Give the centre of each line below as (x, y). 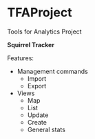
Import (37, 78)
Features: (21, 58)
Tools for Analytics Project (44, 31)
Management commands (52, 71)
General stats (46, 129)
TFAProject (40, 13)
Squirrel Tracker (31, 45)
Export (37, 86)
